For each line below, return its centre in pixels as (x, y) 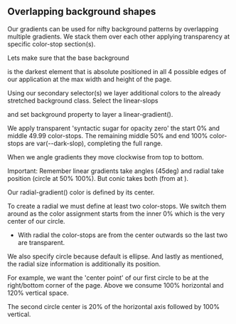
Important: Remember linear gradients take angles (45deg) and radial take (116, 171)
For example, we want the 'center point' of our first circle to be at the (108, 278)
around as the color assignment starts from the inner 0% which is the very (116, 214)
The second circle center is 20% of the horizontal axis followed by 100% (114, 306)
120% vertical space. (38, 293)
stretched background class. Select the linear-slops (83, 100)
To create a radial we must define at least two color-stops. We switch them (117, 206)
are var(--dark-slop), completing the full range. (94, 143)
